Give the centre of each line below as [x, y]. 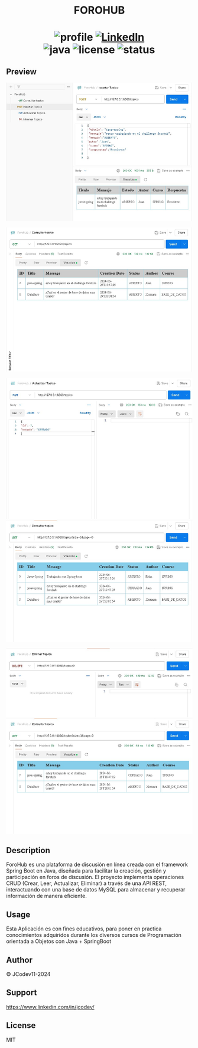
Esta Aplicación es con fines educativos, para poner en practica [84, 929]
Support [22, 993]
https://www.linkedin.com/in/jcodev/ [50, 1007]
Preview [22, 71]
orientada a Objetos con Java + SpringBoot [59, 941]
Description [28, 850]
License [21, 1026]
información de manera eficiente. [46, 896]
